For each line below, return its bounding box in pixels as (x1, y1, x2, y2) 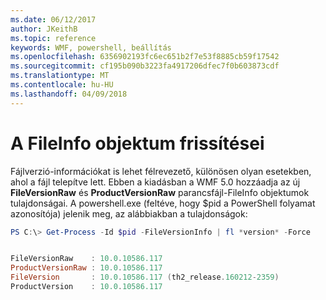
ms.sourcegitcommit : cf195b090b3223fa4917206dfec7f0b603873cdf (10, 61, 280, 71)
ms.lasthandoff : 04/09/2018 (10, 89, 128, 99)
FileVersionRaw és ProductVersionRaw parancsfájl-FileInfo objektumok (10, 186, 310, 198)
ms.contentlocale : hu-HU (10, 80, 114, 90)
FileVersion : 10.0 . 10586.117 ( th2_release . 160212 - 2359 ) (10, 272, 280, 283)
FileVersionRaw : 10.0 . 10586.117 (10, 254, 163, 264)
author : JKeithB (10, 24, 78, 34)
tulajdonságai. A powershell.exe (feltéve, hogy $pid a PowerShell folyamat (10, 197, 316, 209)
